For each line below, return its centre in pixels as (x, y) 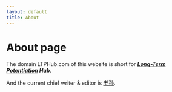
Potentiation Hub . (29, 71)
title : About (23, 18)
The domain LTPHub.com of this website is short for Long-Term (86, 64)
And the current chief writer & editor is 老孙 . (61, 83)
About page (36, 48)
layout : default (27, 12)
